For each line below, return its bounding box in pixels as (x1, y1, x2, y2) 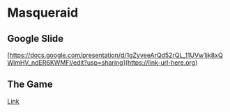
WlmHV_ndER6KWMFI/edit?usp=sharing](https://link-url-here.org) (7, 58, 198, 67)
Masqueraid (7, 5, 79, 21)
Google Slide (7, 33, 64, 45)
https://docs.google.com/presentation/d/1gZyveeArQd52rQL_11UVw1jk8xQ (9, 51, 223, 59)
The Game (7, 79, 54, 90)
